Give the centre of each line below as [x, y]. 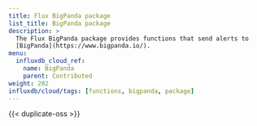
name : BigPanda [49, 69]
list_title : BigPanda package [60, 23]
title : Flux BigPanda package [60, 16]
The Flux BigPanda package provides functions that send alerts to [133, 38]
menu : [17, 53]
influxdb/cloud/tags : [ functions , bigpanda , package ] [102, 91]
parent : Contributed [58, 76]
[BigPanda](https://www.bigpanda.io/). [83, 46]
